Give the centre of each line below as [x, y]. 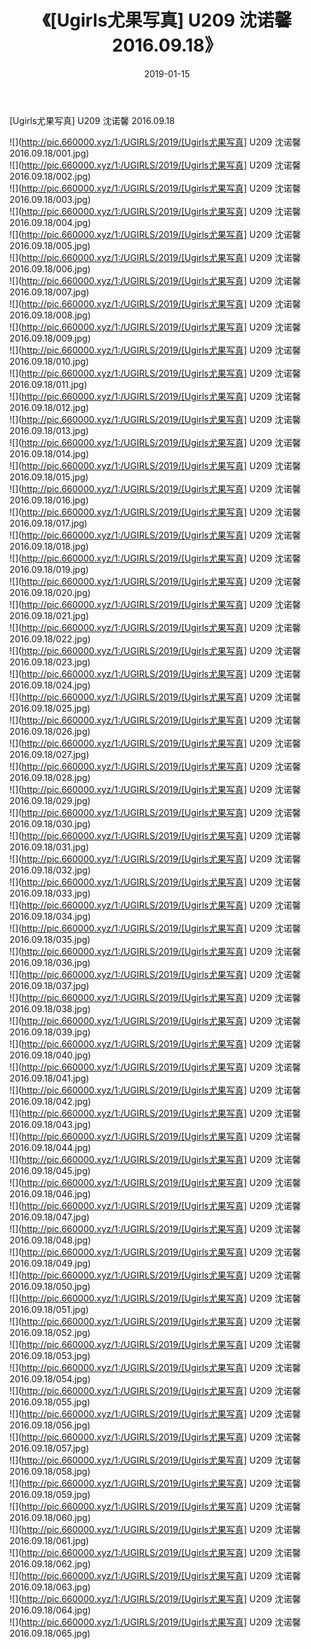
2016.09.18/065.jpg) [50, 1633]
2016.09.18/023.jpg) [50, 662]
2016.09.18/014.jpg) [49, 453]
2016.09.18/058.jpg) [50, 1471]
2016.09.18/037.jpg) [49, 985]
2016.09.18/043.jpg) [50, 1124]
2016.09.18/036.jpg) [50, 962]
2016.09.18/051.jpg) [49, 1309]
